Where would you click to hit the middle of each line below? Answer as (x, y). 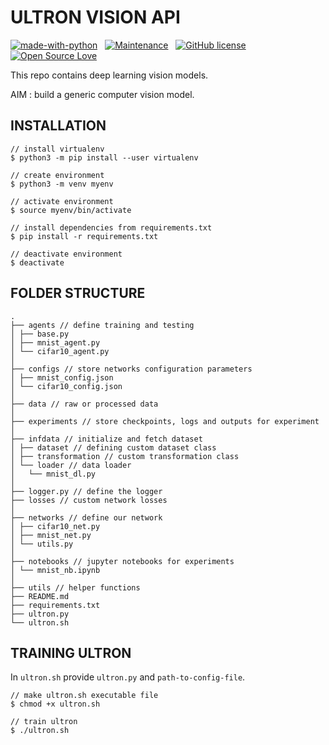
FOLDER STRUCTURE (78, 293)
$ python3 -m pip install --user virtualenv (104, 157)
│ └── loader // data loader (71, 465)
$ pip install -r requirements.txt (84, 236)
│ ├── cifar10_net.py (55, 526)
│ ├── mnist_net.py (51, 535)
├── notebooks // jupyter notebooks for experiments (122, 561)
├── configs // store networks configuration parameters (131, 369)
